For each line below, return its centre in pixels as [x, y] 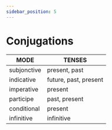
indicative [23, 80]
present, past [65, 70]
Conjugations [40, 41]
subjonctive [25, 70]
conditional [24, 109]
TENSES [75, 60]
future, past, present [75, 80]
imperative [24, 89]
